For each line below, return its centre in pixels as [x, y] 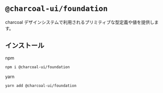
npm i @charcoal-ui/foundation [38, 67]
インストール [25, 46]
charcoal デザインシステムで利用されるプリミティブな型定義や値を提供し [80, 22]
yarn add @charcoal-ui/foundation [41, 86]
